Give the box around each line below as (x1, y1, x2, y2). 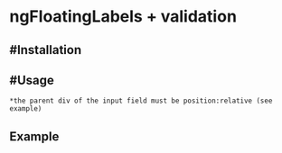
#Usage (9, 72, 54, 87)
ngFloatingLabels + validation (9, 6, 238, 27)
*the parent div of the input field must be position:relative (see (9, 96, 273, 105)
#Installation (9, 42, 82, 58)
